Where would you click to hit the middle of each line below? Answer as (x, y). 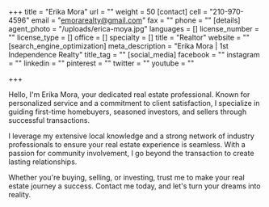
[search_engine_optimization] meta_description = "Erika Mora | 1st (118, 46)
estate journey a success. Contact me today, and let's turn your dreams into (134, 186)
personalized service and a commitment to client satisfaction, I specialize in (134, 103)
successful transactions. (49, 120)
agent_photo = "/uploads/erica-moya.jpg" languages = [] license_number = (134, 29)
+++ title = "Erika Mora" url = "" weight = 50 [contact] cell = (108, 12)
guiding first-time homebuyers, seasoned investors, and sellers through (128, 112)
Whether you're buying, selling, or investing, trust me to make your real (126, 177)
